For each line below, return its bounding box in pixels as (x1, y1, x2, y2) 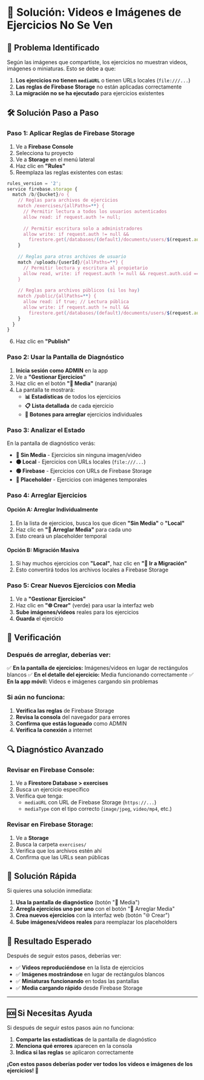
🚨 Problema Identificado (7, 42, 100, 53)
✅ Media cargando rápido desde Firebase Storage (15, 984, 143, 992)
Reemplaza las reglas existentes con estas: (15, 168, 123, 176)
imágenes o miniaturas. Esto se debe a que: (7, 65, 116, 72)
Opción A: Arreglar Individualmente (7, 506, 99, 513)
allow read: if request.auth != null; (22, 214, 121, 220)
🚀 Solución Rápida (7, 871, 77, 881)
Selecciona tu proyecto (15, 149, 74, 156)
